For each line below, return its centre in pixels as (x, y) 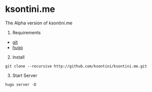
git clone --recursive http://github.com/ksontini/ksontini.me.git (76, 66)
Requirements (26, 32)
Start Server (25, 75)
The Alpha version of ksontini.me (39, 23)
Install (18, 57)
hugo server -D (21, 85)
